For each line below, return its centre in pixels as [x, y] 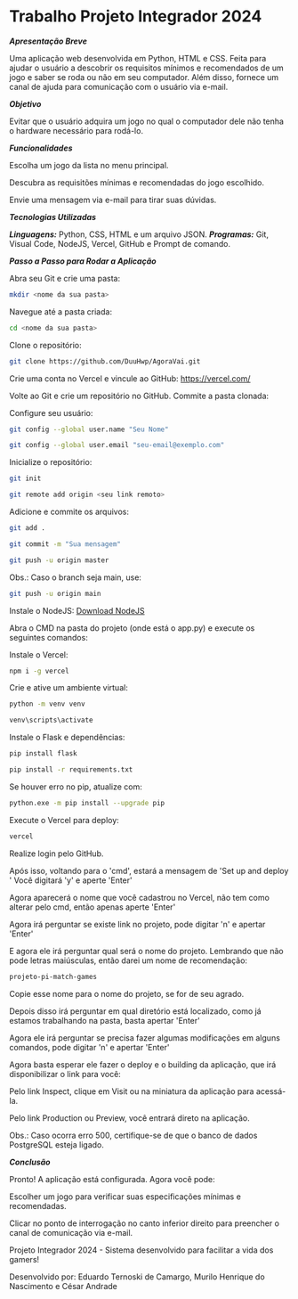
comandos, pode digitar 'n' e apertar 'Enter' [89, 1047]
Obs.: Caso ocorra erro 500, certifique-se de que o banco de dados [133, 1135]
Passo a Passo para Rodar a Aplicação [83, 261]
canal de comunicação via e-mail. [71, 1232]
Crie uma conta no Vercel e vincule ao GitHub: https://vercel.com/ [130, 378]
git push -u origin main [55, 593]
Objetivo [25, 103]
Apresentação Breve [48, 41]
